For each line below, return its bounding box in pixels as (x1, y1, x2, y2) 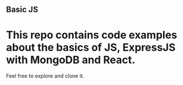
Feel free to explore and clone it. (6, 73, 84, 80)
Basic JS (6, 5, 38, 15)
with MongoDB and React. (6, 53, 136, 66)
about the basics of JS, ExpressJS (6, 40, 176, 54)
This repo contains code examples (6, 28, 178, 42)
